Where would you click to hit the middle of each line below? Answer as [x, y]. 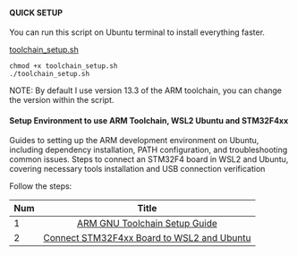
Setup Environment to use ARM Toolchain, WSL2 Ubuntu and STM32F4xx [149, 120]
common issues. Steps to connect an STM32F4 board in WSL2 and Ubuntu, [149, 159]
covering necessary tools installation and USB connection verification [137, 169]
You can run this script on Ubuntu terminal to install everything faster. [137, 32]
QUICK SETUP [36, 13]
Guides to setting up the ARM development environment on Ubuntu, [134, 141]
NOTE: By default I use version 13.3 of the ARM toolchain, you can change [146, 90]
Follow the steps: [41, 186]
